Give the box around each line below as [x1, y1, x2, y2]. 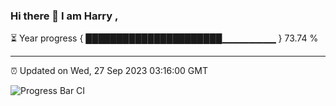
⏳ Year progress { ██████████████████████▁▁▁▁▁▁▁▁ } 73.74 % [10, 32, 319, 44]
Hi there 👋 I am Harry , [10, 9, 119, 23]
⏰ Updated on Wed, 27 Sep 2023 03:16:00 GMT [10, 65, 208, 77]
